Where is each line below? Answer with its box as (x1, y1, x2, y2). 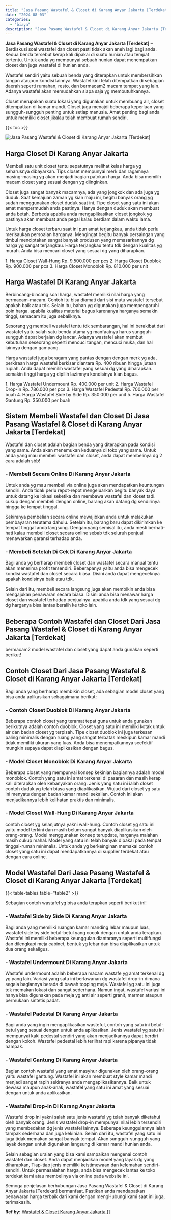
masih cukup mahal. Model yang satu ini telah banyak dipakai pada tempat (5, 837, 162, 843)
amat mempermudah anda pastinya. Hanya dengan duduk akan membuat (5, 205, 159, 211)
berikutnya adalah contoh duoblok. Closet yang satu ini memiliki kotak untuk (5, 723, 165, 730)
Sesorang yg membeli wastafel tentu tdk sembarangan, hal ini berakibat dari (5, 323, 165, 329)
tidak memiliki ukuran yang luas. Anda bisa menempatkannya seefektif (5, 740, 153, 746)
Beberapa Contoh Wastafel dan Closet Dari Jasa (5, 617, 161, 626)
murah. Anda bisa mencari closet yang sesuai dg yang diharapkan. (5, 247, 145, 253)
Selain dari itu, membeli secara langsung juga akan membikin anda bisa (5, 586, 155, 592)
